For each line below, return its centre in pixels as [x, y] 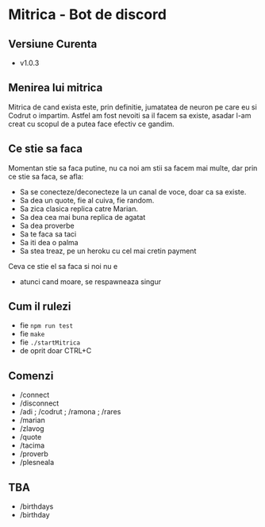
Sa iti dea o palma [49, 242]
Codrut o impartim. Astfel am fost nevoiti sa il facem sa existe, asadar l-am [130, 115]
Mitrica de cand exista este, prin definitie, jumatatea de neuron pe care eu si [133, 107]
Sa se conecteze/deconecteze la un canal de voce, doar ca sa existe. [133, 191]
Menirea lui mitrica [56, 88]
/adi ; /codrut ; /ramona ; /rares [70, 412]
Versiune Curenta [53, 44]
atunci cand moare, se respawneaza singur [90, 281]
